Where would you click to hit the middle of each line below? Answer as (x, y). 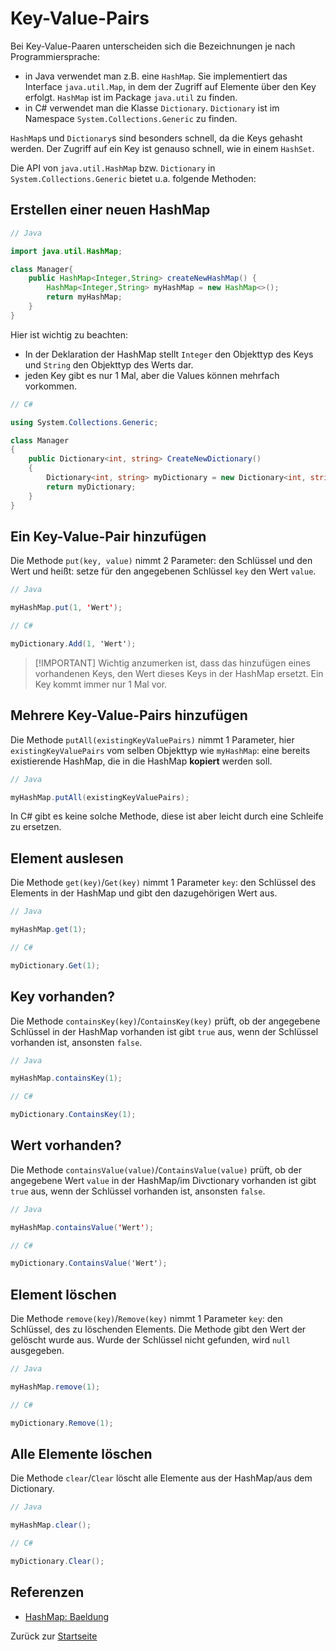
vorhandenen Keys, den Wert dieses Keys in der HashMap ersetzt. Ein (179, 673)
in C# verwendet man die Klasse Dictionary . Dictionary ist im (152, 108)
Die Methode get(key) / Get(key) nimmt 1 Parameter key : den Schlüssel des (163, 883)
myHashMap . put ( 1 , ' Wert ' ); (66, 608)
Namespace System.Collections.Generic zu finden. (131, 118)
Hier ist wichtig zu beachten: (69, 334)
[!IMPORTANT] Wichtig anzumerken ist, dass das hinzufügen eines (172, 663)
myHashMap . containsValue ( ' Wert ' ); (82, 1227)
